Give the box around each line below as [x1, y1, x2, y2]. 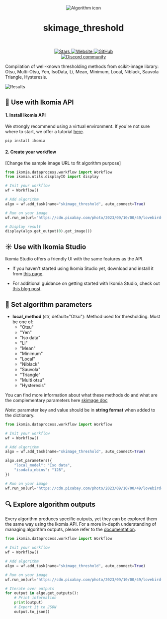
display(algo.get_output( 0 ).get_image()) [5, 229, 92, 234]
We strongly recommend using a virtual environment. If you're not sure [5, 123, 150, 129]
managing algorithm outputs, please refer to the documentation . [5, 526, 136, 533]
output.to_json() [14, 609, 50, 614]
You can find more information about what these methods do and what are [5, 392, 158, 398]
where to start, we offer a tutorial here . [5, 128, 84, 134]
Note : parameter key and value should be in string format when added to [5, 407, 156, 413]
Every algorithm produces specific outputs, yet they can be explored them [5, 516, 158, 522]
